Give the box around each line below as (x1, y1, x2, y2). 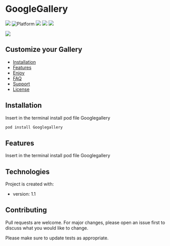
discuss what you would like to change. (5, 224, 89, 231)
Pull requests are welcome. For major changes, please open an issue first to (5, 219, 165, 225)
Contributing (5, 206, 47, 215)
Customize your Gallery (5, 45, 82, 54)
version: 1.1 (12, 191, 36, 197)
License (12, 86, 30, 92)
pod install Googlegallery (5, 124, 63, 130)
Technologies (5, 167, 50, 176)
